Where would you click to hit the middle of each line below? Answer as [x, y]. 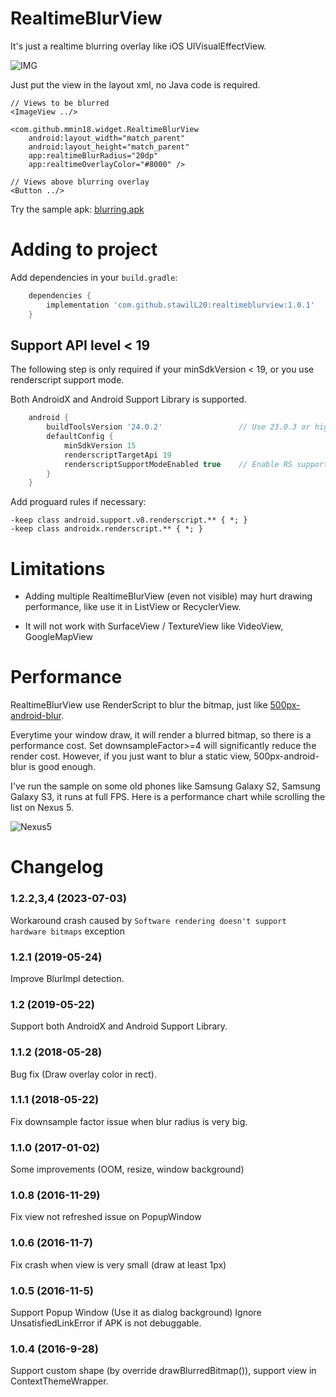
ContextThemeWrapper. [59, 1381]
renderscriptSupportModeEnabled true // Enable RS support [196, 464]
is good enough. [62, 767]
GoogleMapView [58, 637]
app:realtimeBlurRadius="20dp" [93, 155]
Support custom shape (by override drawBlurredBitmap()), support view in [163, 1371]
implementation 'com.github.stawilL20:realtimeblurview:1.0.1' [180, 305]
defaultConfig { [80, 437]
